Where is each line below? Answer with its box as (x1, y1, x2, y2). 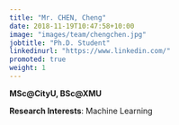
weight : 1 (9, 64, 47, 73)
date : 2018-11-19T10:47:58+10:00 (9, 22, 135, 31)
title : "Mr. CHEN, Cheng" (9, 13, 106, 22)
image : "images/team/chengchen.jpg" (9, 30, 147, 39)
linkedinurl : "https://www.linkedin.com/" (9, 47, 171, 56)
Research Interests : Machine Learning (9, 105, 153, 116)
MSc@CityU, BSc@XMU (9, 87, 102, 99)
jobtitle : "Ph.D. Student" (9, 38, 111, 48)
